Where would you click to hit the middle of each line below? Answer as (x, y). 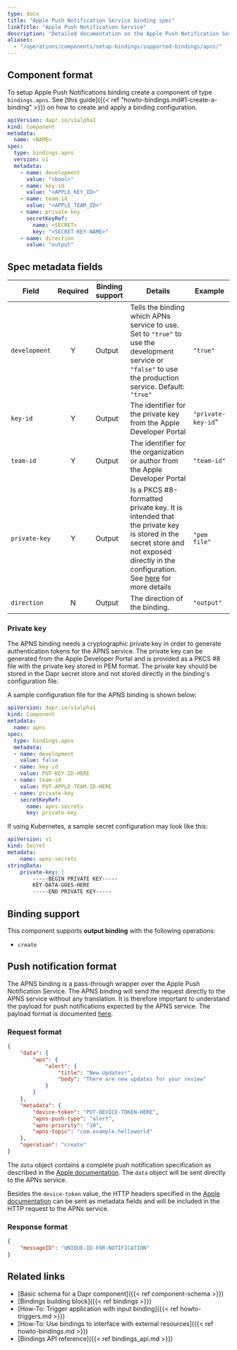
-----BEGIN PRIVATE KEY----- (75, 879)
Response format (38, 1227)
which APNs (150, 316)
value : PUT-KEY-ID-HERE (55, 773)
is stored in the (155, 534)
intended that (152, 517)
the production (154, 378)
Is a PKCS (146, 490)
